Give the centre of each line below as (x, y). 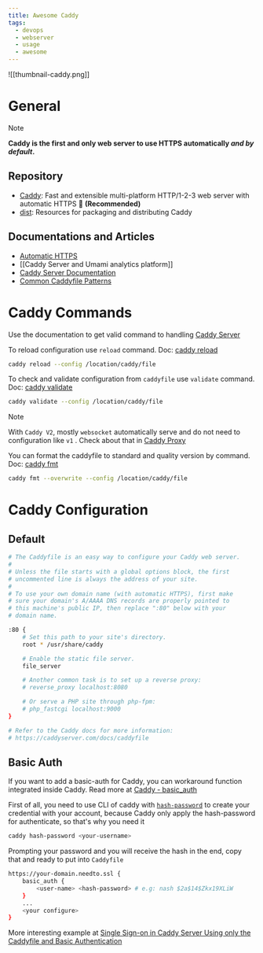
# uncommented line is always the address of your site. (103, 579)
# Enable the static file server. (79, 659)
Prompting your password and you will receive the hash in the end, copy (125, 851)
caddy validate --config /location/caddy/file (86, 402)
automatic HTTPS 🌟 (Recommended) (80, 203)
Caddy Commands (70, 312)
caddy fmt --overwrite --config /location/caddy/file (98, 478)
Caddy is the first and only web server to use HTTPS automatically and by (131, 143)
